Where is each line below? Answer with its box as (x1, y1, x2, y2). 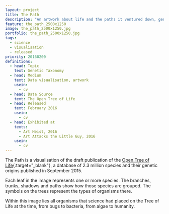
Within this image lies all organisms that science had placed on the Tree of (5, 198, 159, 204)
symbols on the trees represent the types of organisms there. (5, 188, 132, 194)
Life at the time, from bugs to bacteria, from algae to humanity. (5, 203, 135, 209)
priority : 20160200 (5, 54, 46, 59)
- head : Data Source (10, 92, 53, 97)
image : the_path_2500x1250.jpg (5, 26, 71, 31)
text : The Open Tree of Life (14, 96, 75, 101)
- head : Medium (10, 73, 42, 78)
